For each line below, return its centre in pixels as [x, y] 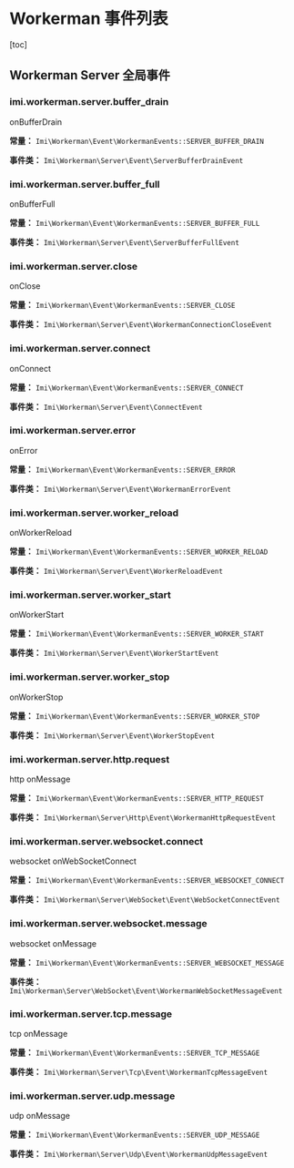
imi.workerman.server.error [73, 431]
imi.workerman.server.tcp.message [91, 1014]
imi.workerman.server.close [74, 266]
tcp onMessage [39, 1033]
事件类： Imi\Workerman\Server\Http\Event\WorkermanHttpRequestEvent [142, 817]
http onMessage [40, 779]
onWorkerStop [36, 697]
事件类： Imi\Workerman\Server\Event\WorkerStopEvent [112, 735]
